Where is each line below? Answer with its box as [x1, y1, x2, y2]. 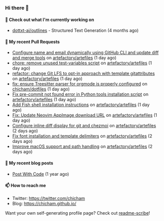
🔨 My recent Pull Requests [5, 39, 60, 45]
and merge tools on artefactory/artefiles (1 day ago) [12, 55, 117, 61]
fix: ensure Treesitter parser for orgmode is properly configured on [12, 81, 148, 87]
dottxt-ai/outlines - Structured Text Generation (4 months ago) [12, 28, 139, 33]
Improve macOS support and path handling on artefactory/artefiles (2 [12, 143, 153, 149]
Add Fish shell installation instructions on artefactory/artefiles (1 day [12, 102, 150, 108]
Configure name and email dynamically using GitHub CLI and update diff [12, 50, 159, 55]
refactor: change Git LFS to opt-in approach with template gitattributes [12, 71, 155, 77]
